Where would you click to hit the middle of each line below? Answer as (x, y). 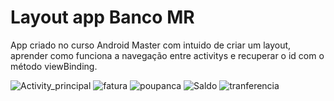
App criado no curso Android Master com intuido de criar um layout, (151, 45)
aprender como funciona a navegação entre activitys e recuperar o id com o (167, 55)
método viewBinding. (54, 66)
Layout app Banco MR (102, 17)
